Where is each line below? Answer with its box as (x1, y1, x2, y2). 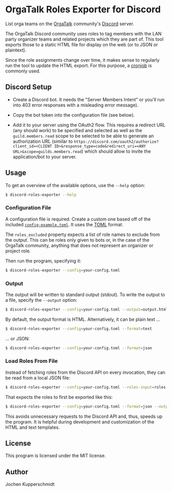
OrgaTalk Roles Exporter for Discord (5, 4, 161, 15)
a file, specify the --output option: (5, 297, 78, 303)
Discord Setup (5, 83, 52, 92)
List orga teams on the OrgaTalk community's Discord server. (5, 21, 135, 27)
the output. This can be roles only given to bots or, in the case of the (5, 236, 149, 243)
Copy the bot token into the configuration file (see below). (12, 112, 135, 118)
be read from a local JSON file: (5, 374, 71, 381)
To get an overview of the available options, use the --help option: (5, 182, 145, 188)
